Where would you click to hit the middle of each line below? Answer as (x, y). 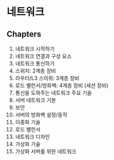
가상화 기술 (28, 144)
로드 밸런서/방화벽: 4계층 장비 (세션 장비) (62, 85)
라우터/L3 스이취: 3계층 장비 (47, 78)
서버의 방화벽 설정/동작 (41, 115)
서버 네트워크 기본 (35, 100)
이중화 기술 (28, 122)
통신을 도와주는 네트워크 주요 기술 (53, 93)
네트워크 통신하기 (35, 63)
